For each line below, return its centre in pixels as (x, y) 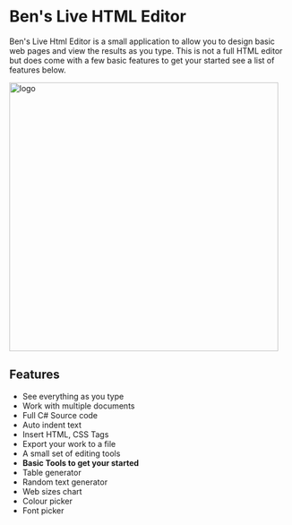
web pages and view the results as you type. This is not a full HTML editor (146, 50)
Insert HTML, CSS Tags (65, 434)
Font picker (43, 510)
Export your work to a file (69, 443)
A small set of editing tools (71, 453)
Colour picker (47, 501)
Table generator (52, 472)
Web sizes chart (52, 491)
